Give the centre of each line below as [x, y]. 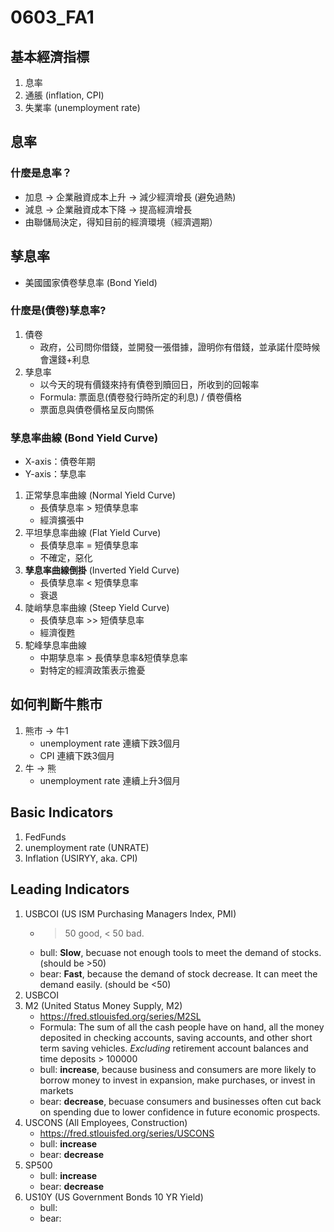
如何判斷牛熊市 [56, 704]
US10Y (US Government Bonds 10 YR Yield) [114, 1197]
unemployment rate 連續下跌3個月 [110, 743]
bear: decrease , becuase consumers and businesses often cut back [180, 1101]
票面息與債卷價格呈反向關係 [97, 409]
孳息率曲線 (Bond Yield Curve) [84, 438]
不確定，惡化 [66, 558]
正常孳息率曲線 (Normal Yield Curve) [100, 495]
